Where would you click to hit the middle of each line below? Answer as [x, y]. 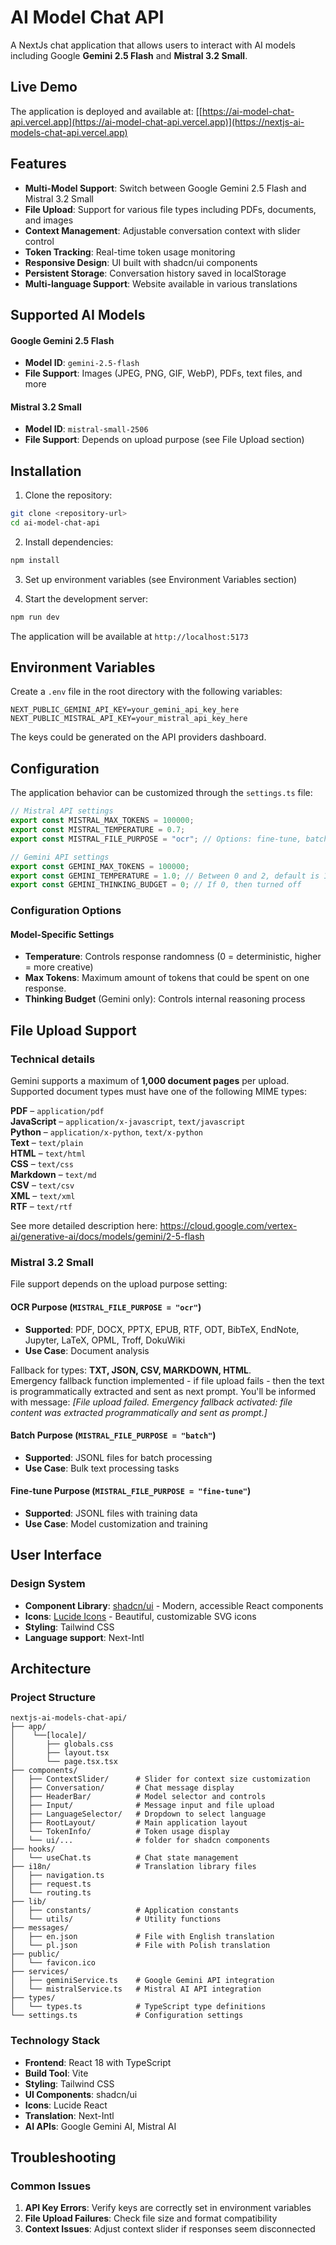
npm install [35, 560]
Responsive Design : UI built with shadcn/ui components [141, 262]
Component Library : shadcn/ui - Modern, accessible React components [174, 1605]
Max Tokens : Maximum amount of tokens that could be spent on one [167, 978]
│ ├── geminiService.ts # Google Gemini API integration [142, 1981]
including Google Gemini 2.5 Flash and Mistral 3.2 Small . [129, 55]
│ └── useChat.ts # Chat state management [125, 1858]
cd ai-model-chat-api [55, 523]
